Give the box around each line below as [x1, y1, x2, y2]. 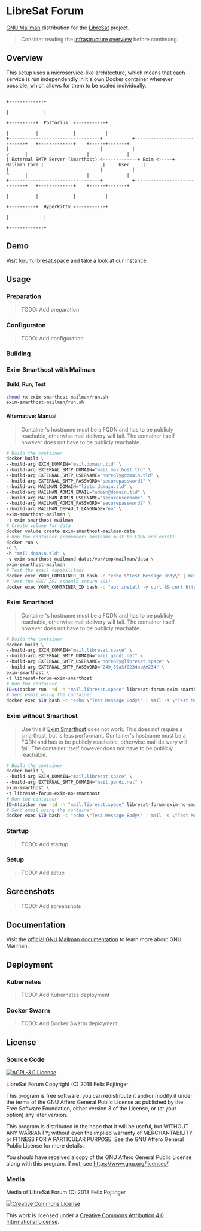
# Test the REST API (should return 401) [6, 578, 111, 585]
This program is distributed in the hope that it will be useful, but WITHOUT [6, 1123, 189, 1130]
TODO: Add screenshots [20, 902, 81, 910]
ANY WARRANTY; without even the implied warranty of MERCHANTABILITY [6, 1130, 193, 1137]
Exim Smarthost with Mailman [6, 366, 95, 374]
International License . [6, 1218, 60, 1226]
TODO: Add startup [20, 840, 69, 847]
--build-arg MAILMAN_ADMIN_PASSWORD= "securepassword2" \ [6, 500, 151, 507]
